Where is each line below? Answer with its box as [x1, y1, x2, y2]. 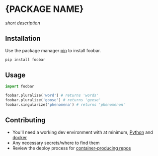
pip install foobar [5, 57, 46, 62]
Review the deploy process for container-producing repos [12, 145, 131, 151]
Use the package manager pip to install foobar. [5, 47, 101, 53]
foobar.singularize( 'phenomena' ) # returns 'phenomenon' [5, 102, 126, 107]
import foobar [5, 84, 35, 89]
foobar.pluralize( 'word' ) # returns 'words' [5, 93, 99, 98]
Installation [5, 34, 41, 43]
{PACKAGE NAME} [5, 3, 84, 15]
